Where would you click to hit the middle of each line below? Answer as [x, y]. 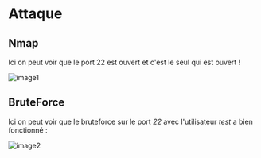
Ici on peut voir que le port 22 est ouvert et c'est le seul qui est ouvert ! [125, 62]
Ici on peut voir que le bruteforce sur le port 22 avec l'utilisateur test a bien [130, 121]
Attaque [35, 14]
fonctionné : [28, 130]
